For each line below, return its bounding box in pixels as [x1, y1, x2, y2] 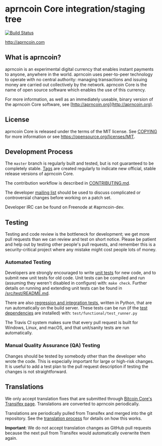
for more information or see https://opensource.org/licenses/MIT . [5, 134, 135, 139]
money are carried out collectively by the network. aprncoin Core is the [5, 82, 147, 87]
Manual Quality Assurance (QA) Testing [5, 342, 101, 349]
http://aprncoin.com [5, 39, 45, 45]
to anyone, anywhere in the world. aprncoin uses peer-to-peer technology [5, 71, 153, 77]
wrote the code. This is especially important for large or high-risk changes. [5, 358, 154, 364]
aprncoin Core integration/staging [5, 3, 145, 15]
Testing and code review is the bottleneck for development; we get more [5, 231, 150, 237]
